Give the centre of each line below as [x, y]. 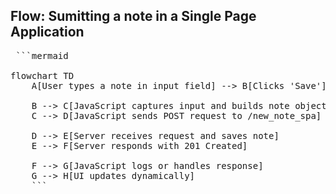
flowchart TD [42, 75]
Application [47, 32]
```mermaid [42, 55]
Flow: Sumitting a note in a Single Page [133, 16]
